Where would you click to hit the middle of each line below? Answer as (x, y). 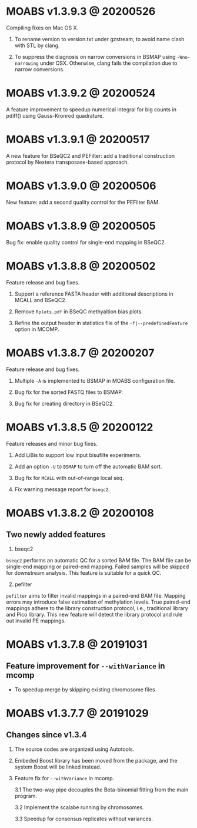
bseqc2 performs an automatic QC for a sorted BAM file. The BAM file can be (99, 560)
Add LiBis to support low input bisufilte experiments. (78, 455)
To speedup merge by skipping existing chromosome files (85, 689)
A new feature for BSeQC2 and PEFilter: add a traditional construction (91, 155)
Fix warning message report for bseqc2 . (62, 489)
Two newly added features (56, 535)
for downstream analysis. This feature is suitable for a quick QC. (84, 572)
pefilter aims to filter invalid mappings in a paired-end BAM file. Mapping (96, 595)
